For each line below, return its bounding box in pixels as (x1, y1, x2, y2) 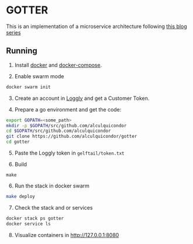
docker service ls (6, 221, 51, 226)
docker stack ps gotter (6, 215, 64, 221)
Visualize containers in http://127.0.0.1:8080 (14, 231, 119, 238)
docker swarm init (6, 84, 51, 90)
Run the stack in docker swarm (14, 182, 89, 189)
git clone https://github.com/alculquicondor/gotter (6, 134, 137, 140)
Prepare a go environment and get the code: (14, 106, 122, 113)
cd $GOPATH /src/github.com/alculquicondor (6, 128, 111, 134)
